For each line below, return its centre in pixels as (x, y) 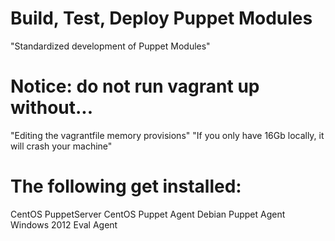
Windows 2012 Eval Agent (64, 224)
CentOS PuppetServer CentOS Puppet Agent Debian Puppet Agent (148, 214)
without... (52, 108)
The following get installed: (126, 186)
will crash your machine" (61, 146)
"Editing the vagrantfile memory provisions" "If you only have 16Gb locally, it (167, 135)
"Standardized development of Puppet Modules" (110, 46)
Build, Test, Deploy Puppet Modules (161, 18)
